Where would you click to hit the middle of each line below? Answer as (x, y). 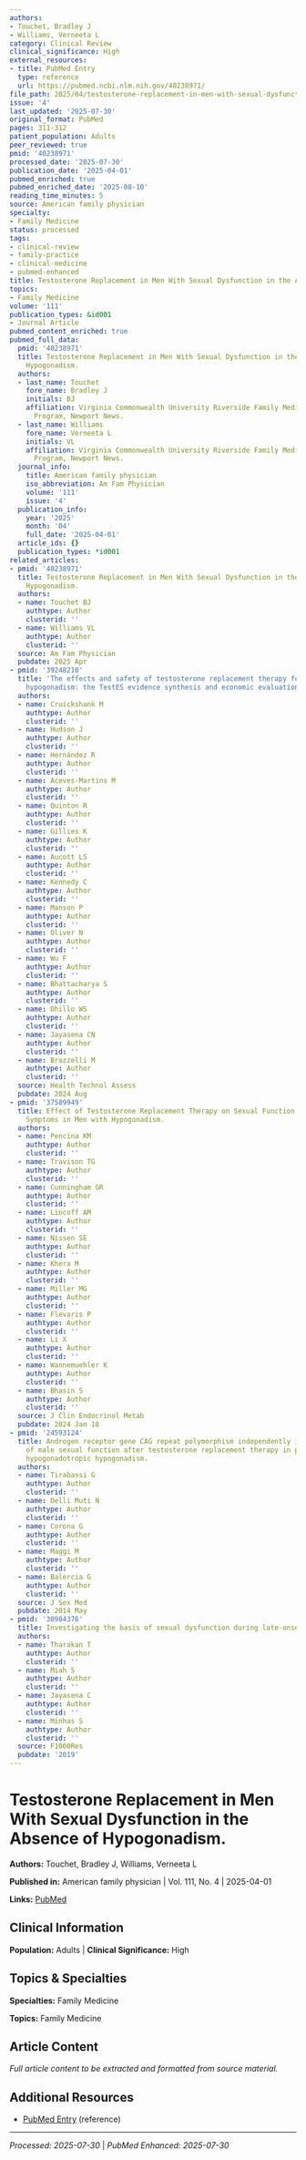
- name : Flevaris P (55, 1314)
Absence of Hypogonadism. (118, 1839)
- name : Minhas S (51, 1721)
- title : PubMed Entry (52, 69)
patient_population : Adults (63, 137)
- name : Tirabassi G (56, 1476)
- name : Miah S (46, 1670)
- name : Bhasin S (51, 1391)
